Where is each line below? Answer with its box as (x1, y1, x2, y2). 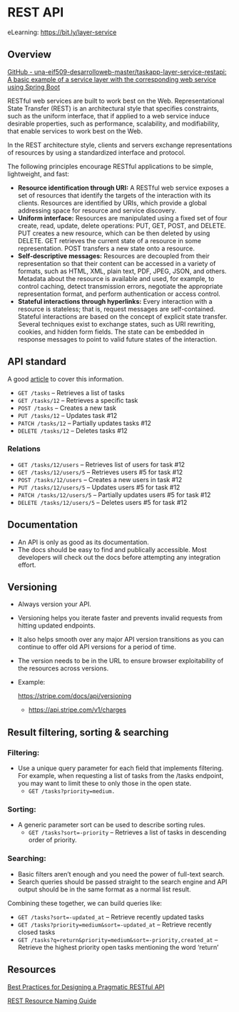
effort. (17, 561, 36, 569)
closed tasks (17, 928, 56, 936)
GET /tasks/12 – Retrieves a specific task (17, 396, 138, 404)
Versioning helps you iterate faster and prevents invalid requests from (17, 614, 223, 623)
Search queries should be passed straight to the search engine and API (17, 877, 228, 886)
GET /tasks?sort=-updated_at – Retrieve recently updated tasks (17, 912, 205, 921)
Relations (7, 444, 41, 454)
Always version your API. (17, 600, 91, 608)
